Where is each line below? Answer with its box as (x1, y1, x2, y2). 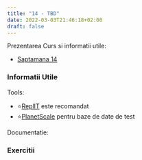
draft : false (7, 23, 45, 30)
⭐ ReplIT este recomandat (16, 101, 89, 110)
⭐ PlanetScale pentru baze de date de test (16, 112, 135, 121)
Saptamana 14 (16, 55, 58, 63)
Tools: (7, 88, 25, 97)
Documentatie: (7, 128, 49, 137)
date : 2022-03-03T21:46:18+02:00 (7, 17, 103, 23)
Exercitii (7, 146, 36, 155)
